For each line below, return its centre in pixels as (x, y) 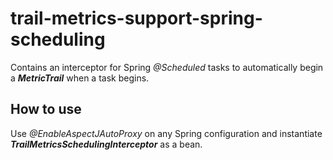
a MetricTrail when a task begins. (80, 78)
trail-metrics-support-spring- (136, 18)
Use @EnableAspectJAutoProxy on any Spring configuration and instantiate (166, 133)
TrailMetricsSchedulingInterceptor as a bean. (106, 144)
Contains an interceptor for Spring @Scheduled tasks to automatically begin (167, 67)
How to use (46, 109)
